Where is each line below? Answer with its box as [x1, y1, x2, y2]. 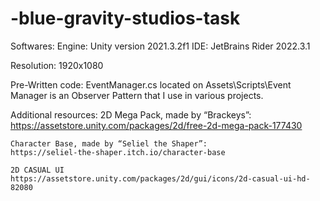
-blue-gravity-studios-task [10, 7, 241, 30]
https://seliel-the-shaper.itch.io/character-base [10, 147, 226, 157]
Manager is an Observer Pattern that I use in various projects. [10, 89, 264, 101]
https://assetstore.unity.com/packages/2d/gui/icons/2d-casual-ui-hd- [10, 173, 311, 184]
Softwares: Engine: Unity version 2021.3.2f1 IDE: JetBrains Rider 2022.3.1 [10, 40, 311, 52]
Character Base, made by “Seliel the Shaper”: [10, 138, 208, 149]
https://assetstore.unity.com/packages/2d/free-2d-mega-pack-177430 [10, 119, 303, 131]
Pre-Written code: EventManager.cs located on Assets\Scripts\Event [10, 78, 292, 91]
